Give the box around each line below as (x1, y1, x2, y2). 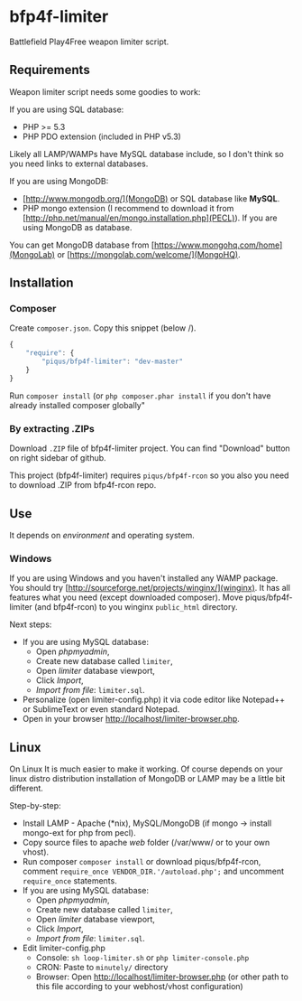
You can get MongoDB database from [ (9, 239, 155, 250)
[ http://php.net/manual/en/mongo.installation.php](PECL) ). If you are (22, 212, 278, 223)
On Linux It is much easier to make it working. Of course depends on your (9, 763, 283, 774)
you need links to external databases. (9, 158, 149, 169)
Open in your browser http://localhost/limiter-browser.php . (22, 714, 241, 725)
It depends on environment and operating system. (9, 529, 196, 540)
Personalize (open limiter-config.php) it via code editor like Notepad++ (22, 694, 286, 706)
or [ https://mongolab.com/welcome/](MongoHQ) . (57, 248, 241, 259)
